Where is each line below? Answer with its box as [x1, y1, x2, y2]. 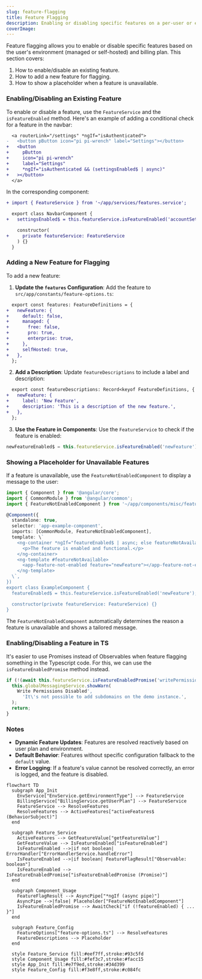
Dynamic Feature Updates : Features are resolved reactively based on [14, 739, 189, 746]
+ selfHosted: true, [6, 346, 69, 352]
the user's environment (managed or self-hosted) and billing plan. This [6, 49, 182, 56]
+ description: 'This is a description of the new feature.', [6, 404, 176, 410]
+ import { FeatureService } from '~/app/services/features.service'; [6, 200, 187, 206]
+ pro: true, [6, 330, 55, 336]
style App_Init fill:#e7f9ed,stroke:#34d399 [11, 962, 125, 968]
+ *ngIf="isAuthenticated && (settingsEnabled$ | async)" [6, 166, 165, 172]
